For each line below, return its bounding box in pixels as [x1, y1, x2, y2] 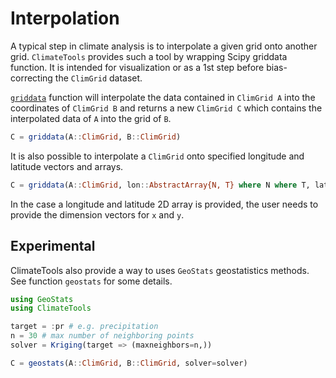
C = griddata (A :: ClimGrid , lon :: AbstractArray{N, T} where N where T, [10, 180, 311, 190]
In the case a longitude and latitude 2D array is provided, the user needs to [10, 198, 319, 210]
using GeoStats [10, 294, 74, 304]
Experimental [10, 238, 96, 255]
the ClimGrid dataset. [54, 72, 143, 84]
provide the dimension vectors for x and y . [10, 208, 185, 221]
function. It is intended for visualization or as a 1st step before [10, 61, 265, 73]
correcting [10, 72, 53, 84]
